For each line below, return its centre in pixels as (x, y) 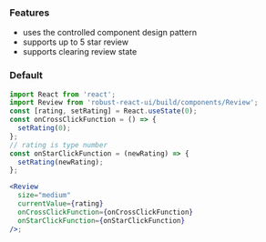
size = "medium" (44, 196)
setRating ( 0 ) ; (44, 128)
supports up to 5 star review (76, 42)
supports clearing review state (80, 52)
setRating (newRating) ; (61, 162)
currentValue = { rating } (61, 204)
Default (26, 76)
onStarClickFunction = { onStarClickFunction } (101, 220)
